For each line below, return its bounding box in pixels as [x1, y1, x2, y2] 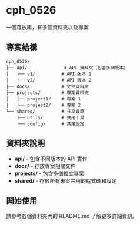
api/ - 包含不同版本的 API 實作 [14, 155, 88, 162]
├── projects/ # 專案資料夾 [6, 89, 89, 96]
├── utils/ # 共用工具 [16, 115, 85, 120]
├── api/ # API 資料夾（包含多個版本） [6, 65, 128, 70]
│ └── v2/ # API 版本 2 [6, 77, 92, 83]
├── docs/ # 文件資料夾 [6, 83, 89, 89]
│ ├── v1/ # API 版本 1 [6, 71, 92, 77]
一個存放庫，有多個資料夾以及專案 [6, 23, 89, 31]
